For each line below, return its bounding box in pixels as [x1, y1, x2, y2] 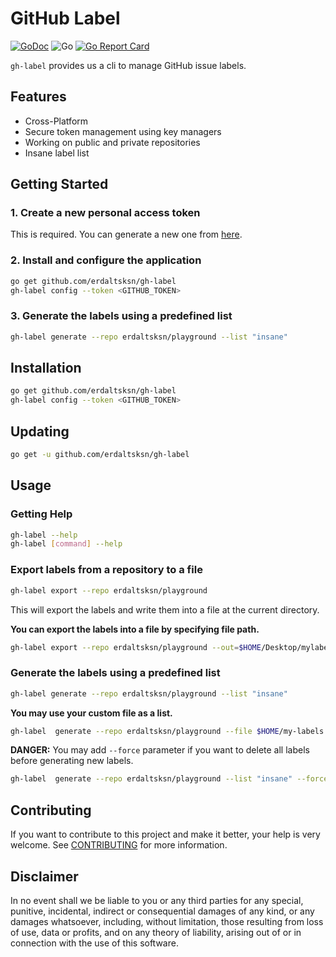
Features [10, 88, 67, 106]
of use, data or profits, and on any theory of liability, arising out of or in [10, 926, 302, 938]
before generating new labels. [10, 755, 134, 767]
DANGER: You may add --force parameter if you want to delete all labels [10, 744, 310, 756]
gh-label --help [10, 530, 78, 540]
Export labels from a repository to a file [10, 563, 203, 577]
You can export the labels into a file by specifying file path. [10, 623, 260, 635]
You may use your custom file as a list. [10, 707, 173, 719]
